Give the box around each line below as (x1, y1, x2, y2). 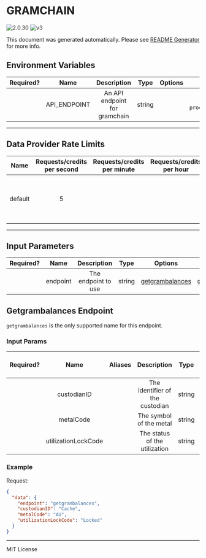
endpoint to (78, 277, 112, 286)
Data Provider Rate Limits (6, 139, 105, 150)
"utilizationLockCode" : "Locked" (17, 518, 103, 524)
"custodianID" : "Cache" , (17, 506, 81, 512)
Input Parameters (6, 240, 74, 251)
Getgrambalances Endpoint (6, 305, 113, 316)
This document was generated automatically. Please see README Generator (6, 36, 200, 43)
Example (6, 463, 33, 472)
